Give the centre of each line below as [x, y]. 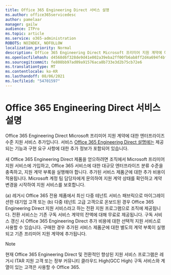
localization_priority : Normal [38, 48]
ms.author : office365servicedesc [41, 15]
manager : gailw [21, 24]
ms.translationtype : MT [31, 67]
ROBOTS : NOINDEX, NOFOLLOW [34, 43]
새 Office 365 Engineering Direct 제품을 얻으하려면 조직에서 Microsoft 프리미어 [85, 159]
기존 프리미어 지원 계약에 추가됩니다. [51, 233]
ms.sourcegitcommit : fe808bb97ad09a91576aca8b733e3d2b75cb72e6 [74, 62]
